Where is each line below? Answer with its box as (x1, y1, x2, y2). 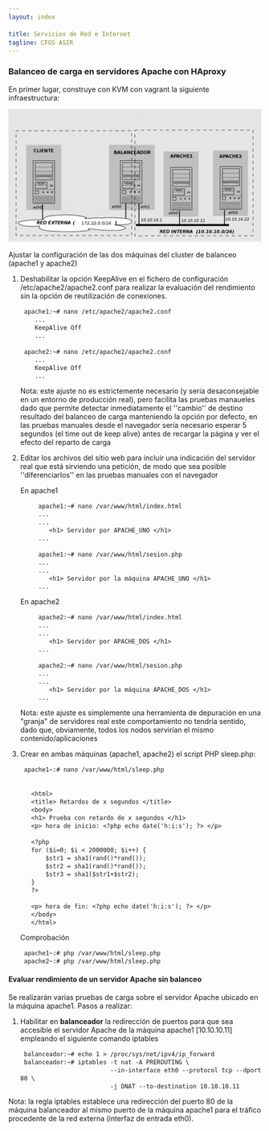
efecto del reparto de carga (19, 438, 111, 447)
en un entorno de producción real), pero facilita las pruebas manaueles (19, 395, 255, 405)
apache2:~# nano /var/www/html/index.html (38, 614, 182, 622)
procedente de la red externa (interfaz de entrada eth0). (8, 1113, 194, 1123)
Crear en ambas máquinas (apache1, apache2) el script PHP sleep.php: (19, 749, 256, 759)
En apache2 (19, 597, 60, 607)
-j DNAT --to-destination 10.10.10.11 (109, 1082, 240, 1090)
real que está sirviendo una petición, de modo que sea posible (19, 462, 226, 471)
